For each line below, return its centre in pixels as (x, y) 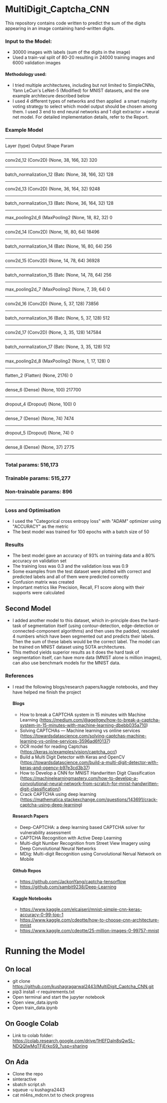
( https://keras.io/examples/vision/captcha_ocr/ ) (68, 751)
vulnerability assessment (45, 832)
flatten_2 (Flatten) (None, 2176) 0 (39, 375)
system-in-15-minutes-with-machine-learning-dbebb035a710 (83, 725)
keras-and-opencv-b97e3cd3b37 (54, 767)
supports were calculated (38, 593)
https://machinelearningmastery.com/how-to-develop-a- (80, 778)
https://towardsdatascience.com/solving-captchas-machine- (84, 735)
